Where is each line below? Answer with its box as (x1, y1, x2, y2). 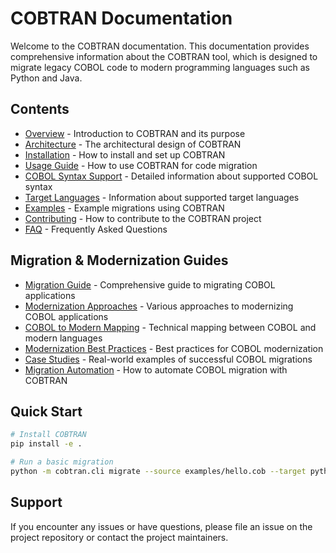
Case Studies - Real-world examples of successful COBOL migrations (24, 353, 313, 365)
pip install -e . (10, 439, 83, 449)
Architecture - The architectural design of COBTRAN (24, 138, 242, 150)
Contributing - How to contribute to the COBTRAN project (24, 212, 262, 224)
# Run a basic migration (10, 457, 114, 467)
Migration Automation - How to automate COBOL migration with (24, 363, 288, 376)
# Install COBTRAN (10, 430, 87, 440)
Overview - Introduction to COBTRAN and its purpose (24, 127, 246, 139)
